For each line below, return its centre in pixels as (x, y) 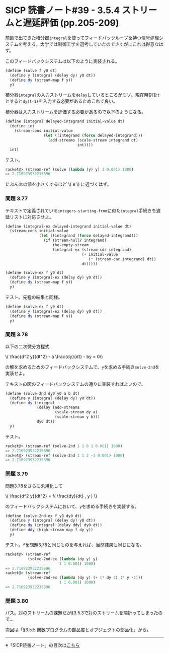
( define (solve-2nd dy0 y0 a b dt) (43, 393)
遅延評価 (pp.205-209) (71, 23)
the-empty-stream (71, 245)
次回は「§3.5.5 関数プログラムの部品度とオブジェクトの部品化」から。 (78, 630)
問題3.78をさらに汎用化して (34, 486)
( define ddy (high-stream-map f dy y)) (52, 530)
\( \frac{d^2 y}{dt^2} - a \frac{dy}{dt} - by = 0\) (54, 356)
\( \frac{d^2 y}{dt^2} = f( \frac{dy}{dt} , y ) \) (51, 496)
